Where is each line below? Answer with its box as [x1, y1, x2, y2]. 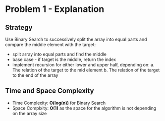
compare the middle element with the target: [5, 42, 96, 48]
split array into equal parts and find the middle [12, 51, 107, 57]
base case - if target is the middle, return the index [12, 57, 116, 62]
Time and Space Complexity [5, 87, 94, 95]
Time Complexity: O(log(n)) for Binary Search [12, 100, 106, 106]
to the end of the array [12, 72, 58, 78]
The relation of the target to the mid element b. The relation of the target [12, 67, 160, 73]
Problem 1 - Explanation [5, 3, 105, 15]
